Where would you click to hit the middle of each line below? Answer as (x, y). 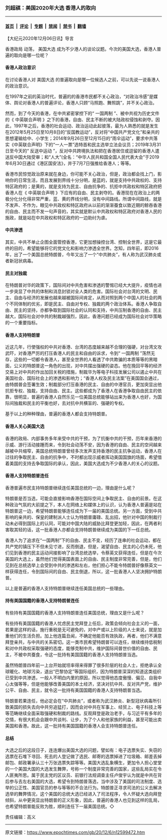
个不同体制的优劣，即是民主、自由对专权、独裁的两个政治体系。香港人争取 (81, 304)
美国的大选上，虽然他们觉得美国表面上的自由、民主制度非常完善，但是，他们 (83, 559)
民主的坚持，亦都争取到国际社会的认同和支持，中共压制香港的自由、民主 (88, 310)
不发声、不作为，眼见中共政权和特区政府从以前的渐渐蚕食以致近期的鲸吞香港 (83, 205)
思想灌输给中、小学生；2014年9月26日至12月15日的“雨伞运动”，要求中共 (79, 138)
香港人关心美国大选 (25, 426)
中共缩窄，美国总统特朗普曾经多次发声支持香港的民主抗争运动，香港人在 (88, 451)
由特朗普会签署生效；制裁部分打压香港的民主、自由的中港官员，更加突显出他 (83, 385)
